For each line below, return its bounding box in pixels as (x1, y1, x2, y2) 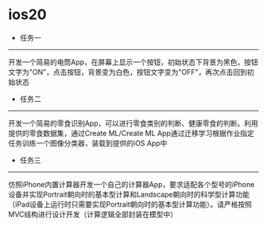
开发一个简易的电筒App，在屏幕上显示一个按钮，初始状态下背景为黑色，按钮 (8, 57, 258, 67)
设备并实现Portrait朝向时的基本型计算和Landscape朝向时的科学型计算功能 (8, 189, 250, 199)
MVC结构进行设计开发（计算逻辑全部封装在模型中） (8, 209, 178, 219)
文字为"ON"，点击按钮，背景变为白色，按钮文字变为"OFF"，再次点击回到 (8, 67, 248, 76)
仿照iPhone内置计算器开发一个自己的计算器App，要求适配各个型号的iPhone (8, 179, 255, 189)
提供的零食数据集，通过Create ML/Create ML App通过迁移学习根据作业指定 (8, 128, 254, 138)
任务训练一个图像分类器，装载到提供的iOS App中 (8, 138, 168, 148)
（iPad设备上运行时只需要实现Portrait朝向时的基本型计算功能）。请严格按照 (8, 199, 253, 208)
